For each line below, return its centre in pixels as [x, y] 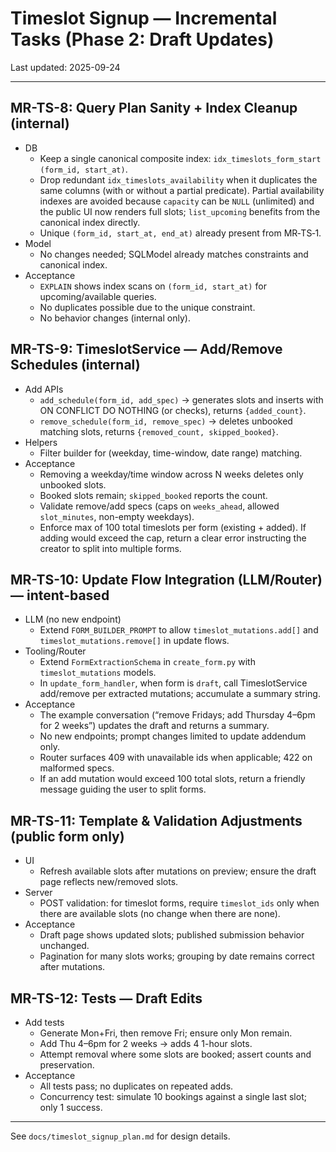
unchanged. [64, 946]
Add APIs [44, 389]
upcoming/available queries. [98, 296]
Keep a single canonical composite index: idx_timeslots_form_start [180, 158]
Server [38, 893]
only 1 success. [71, 1107]
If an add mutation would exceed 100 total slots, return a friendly [172, 779]
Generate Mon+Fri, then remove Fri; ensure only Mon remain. [166, 1033]
